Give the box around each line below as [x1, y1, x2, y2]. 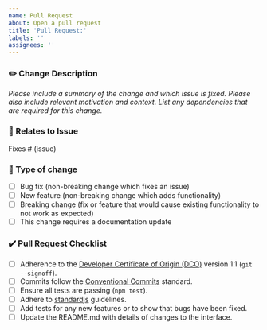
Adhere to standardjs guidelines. [19, 294, 127, 304]
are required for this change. [8, 106, 103, 115]
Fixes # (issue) [8, 144, 57, 153]
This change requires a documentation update [19, 217, 172, 227]
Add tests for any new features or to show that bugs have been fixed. [19, 303, 248, 313]
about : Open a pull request [8, 19, 102, 27]
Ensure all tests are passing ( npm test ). [19, 285, 148, 295]
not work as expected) [19, 208, 94, 219]
